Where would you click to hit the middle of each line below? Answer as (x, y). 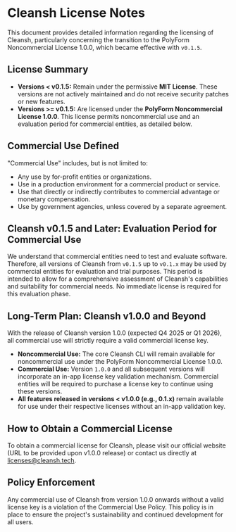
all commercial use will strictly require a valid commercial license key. (108, 341)
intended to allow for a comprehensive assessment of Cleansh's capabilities (118, 279)
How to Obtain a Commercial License (90, 428)
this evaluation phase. (39, 294)
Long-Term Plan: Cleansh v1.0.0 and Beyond (107, 316)
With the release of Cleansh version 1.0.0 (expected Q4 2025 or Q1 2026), (114, 333)
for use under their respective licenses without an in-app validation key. (122, 407)
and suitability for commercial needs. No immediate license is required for (114, 286)
